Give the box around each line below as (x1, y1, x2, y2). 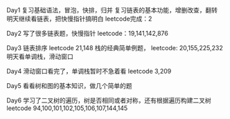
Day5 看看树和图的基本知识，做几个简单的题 (6, 82, 132, 89)
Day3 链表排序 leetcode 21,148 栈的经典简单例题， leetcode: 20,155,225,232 (6, 44, 223, 52)
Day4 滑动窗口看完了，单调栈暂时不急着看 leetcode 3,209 (6, 67, 172, 75)
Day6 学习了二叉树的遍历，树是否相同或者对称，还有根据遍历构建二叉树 (6, 96, 212, 105)
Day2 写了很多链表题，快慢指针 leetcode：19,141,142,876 (6, 30, 169, 37)
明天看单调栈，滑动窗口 (6, 52, 73, 61)
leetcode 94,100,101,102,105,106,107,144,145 (6, 104, 128, 112)
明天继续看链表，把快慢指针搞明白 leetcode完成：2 (6, 14, 152, 23)
